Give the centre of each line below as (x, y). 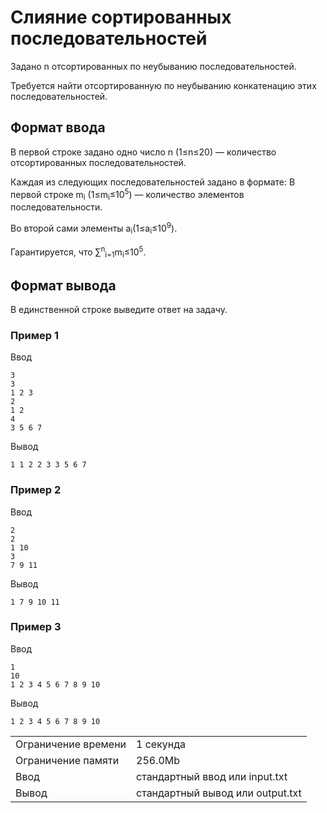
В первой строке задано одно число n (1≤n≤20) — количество (143, 152)
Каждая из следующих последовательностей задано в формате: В (153, 182)
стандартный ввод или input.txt (212, 776)
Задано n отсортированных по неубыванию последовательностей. (153, 66)
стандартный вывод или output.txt (219, 793)
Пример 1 (34, 335)
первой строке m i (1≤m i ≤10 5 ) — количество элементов (127, 194)
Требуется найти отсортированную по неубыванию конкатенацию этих (163, 85)
